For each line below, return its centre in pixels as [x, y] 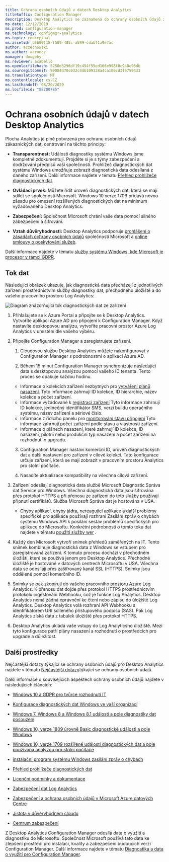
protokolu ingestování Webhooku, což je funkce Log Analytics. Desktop [87, 595]
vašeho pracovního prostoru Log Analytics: [50, 296]
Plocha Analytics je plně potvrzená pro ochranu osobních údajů [71, 139]
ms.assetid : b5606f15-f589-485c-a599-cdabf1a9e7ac [59, 43]
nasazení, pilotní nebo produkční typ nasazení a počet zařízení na [88, 435]
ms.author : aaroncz [26, 52]
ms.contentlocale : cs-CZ [31, 80]
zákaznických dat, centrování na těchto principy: [56, 144]
